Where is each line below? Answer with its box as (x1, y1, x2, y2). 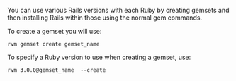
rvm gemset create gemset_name (7, 41, 100, 48)
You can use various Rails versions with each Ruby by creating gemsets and (7, 6, 230, 14)
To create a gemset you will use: (7, 27, 102, 35)
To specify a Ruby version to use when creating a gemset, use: (7, 53, 191, 61)
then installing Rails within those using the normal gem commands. (7, 13, 203, 22)
